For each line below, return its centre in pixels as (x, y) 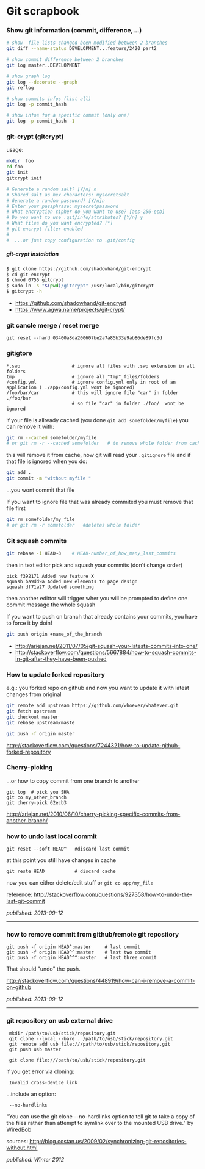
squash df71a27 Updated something (50, 587)
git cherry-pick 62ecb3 (37, 803)
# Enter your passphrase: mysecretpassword (63, 206)
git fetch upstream (31, 711)
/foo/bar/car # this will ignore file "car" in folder (92, 393)
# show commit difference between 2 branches (65, 60)
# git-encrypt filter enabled (45, 229)
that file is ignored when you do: (47, 461)
